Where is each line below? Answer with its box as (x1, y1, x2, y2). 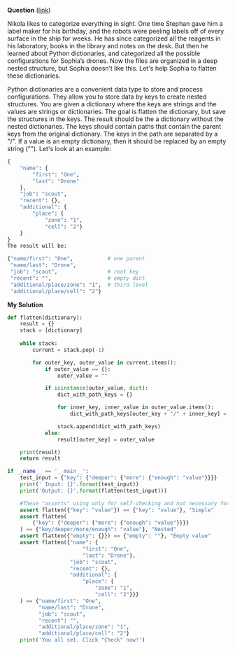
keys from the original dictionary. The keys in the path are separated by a (7, 129, 218, 138)
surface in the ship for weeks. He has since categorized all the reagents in (7, 34, 222, 43)
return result (20, 455, 61, 462)
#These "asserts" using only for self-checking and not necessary (20, 500, 218, 507)
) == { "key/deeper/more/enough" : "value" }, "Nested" (20, 526, 177, 533)
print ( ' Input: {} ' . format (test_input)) (20, 481, 139, 488)
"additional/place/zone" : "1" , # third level (10, 281, 149, 288)
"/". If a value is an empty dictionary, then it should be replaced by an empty (7, 137, 227, 146)
